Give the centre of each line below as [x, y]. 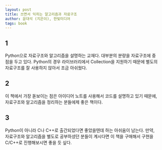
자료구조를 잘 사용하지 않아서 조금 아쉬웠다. [46, 68]
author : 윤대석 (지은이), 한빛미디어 [38, 19]
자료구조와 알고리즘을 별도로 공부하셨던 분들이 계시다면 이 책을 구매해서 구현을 [79, 136]
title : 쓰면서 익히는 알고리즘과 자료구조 [41, 14]
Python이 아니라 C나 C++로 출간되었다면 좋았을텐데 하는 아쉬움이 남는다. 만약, [80, 130]
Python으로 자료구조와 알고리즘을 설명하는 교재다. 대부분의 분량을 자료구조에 [78, 56]
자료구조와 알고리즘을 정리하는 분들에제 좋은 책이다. [54, 102]
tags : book [16, 23]
